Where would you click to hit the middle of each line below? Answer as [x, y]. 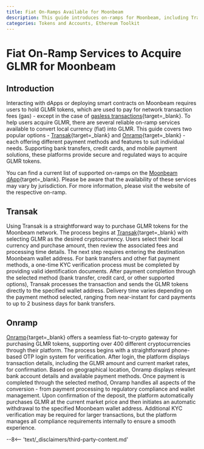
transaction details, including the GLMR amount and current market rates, [98, 363]
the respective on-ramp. [37, 193]
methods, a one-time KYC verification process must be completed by [93, 265]
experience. [21, 428]
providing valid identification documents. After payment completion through [101, 272]
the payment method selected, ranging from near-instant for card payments [101, 297]
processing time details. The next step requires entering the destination [96, 252]
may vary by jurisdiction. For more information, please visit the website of [98, 186]
